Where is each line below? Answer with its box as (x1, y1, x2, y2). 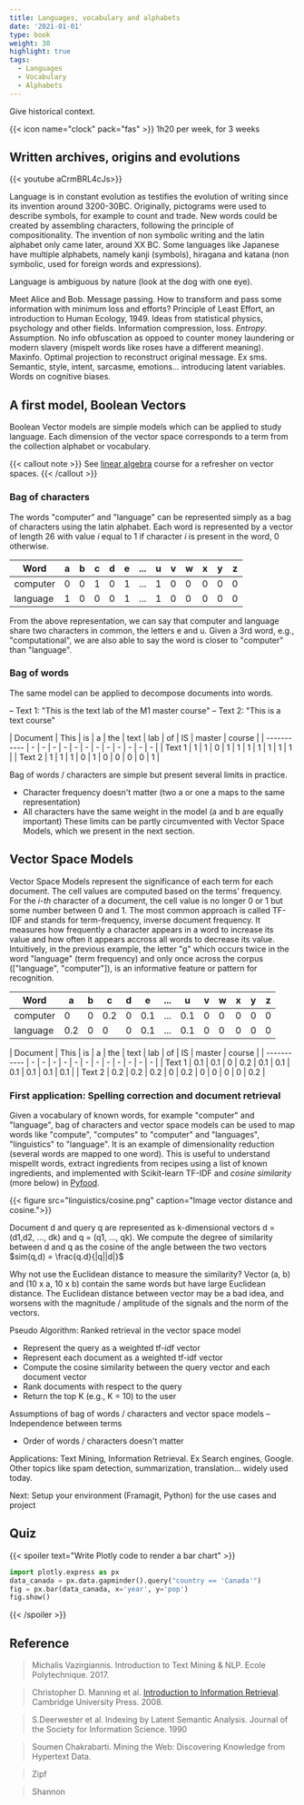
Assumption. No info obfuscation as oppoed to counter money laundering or (9, 332, 295, 343)
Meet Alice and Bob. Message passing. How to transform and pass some (9, 294, 282, 305)
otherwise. (9, 540, 50, 551)
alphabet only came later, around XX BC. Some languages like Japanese (9, 240, 279, 251)
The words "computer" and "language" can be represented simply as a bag (9, 511, 292, 522)
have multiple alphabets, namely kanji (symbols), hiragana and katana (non (9, 249, 289, 260)
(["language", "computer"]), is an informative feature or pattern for (9, 962, 258, 973)
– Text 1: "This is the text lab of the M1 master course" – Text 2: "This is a (9, 705, 281, 715)
